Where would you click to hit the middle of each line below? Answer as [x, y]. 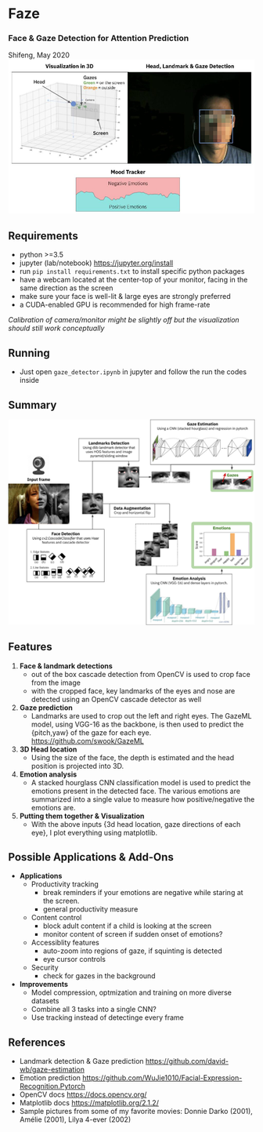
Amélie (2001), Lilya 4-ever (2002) [75, 1119]
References [37, 1042]
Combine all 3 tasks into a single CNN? [94, 1010]
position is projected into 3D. [77, 766]
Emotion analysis [48, 774]
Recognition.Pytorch [52, 1087]
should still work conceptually [56, 328]
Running [29, 353]
